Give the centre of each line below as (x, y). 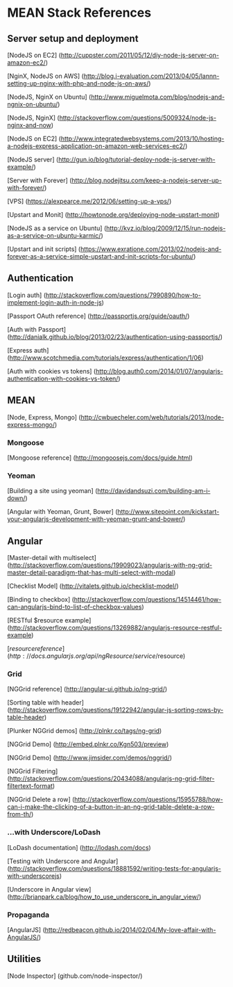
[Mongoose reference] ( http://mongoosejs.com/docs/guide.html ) (100, 458)
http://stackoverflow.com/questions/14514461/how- (148, 600)
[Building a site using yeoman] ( (52, 491)
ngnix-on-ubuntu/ (33, 104)
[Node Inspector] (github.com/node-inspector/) (75, 976)
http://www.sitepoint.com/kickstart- (169, 512)
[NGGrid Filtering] (33, 771)
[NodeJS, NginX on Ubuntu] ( (49, 97)
